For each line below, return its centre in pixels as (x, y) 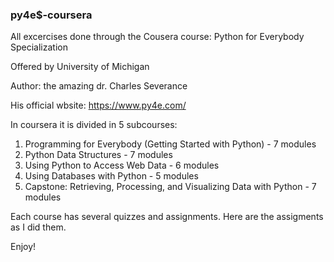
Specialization (39, 47)
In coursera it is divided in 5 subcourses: (94, 125)
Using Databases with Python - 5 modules (111, 176)
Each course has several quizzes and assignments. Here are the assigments (167, 217)
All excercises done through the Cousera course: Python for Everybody (157, 37)
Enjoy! (23, 247)
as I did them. (38, 227)
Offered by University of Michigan (80, 67)
